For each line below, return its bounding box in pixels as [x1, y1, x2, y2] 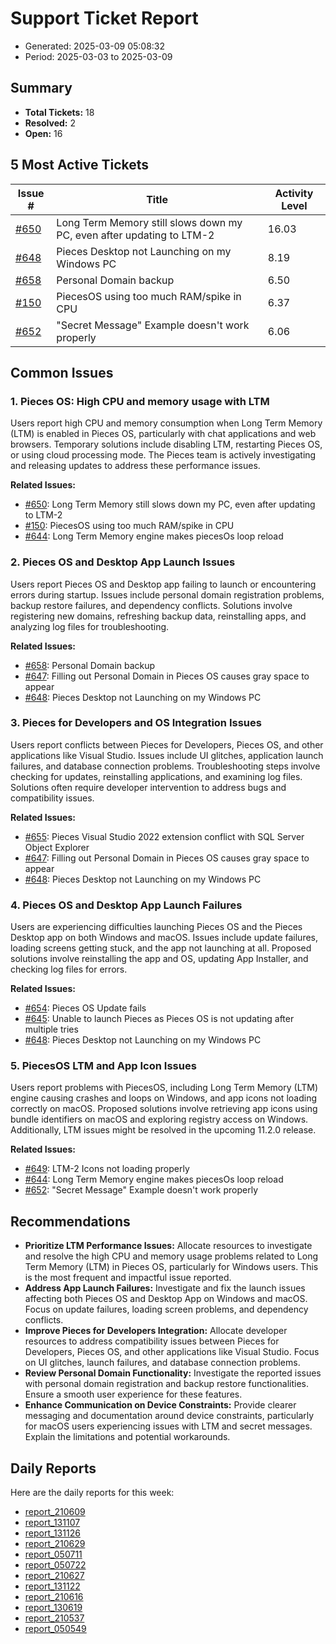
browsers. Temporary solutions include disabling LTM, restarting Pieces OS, [10, 438, 323, 451]
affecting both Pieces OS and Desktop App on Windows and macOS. [24, 1293, 308, 1305]
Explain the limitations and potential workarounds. [24, 1431, 231, 1443]
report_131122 [24, 1580, 81, 1592]
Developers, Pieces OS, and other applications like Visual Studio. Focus [24, 1346, 320, 1358]
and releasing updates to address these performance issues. [10, 460, 261, 472]
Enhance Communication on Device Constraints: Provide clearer [24, 1399, 297, 1411]
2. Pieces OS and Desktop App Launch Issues [10, 555, 236, 569]
